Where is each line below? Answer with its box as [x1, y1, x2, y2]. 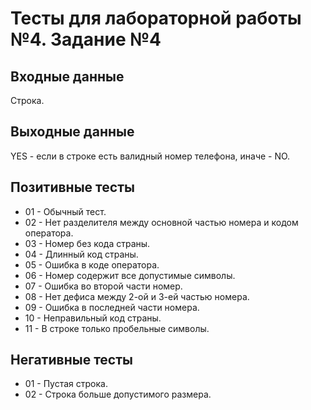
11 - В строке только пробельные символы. [24, 322, 210, 334]
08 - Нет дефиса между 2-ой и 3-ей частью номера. [24, 290, 250, 302]
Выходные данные [10, 123, 135, 141]
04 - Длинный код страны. [24, 248, 139, 260]
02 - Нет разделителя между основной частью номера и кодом [24, 216, 299, 228]
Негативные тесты [10, 352, 133, 369]
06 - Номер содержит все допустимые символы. [24, 269, 236, 281]
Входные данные [10, 68, 125, 85]
